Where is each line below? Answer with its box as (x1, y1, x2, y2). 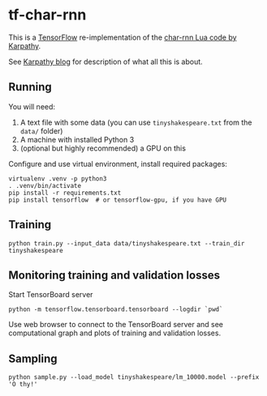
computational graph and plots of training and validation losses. (8, 328, 222, 338)
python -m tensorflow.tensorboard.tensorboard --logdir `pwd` (8, 305, 223, 313)
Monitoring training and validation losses (8, 268, 221, 282)
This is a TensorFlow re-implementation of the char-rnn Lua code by (8, 32, 237, 42)
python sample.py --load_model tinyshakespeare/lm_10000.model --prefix (8, 373, 260, 381)
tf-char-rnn (8, 6, 87, 24)
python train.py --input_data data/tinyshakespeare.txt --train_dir (8, 239, 245, 248)
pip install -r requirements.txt (8, 189, 122, 197)
